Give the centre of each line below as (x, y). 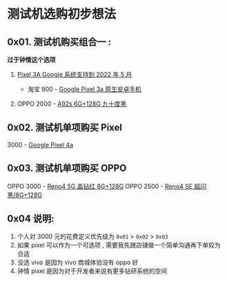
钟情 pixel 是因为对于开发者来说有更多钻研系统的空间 (92, 271)
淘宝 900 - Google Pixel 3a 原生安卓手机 (85, 89)
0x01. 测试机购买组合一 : (59, 42)
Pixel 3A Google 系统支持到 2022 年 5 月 (75, 74)
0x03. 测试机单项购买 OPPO (67, 168)
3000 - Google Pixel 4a (40, 144)
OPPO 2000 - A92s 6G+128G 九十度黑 (72, 104)
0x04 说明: (31, 219)
